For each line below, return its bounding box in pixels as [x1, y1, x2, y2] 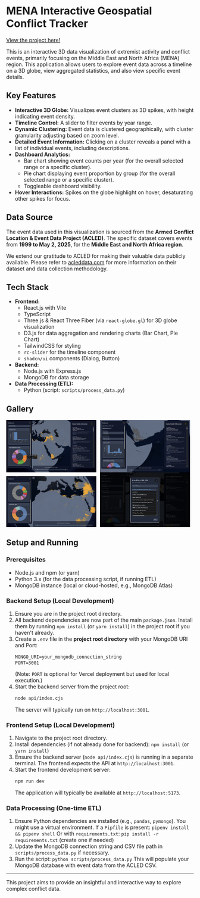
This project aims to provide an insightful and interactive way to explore [6, 879, 182, 886]
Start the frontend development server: [14, 766, 111, 774]
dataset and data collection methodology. [6, 265, 108, 272]
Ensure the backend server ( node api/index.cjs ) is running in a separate [14, 753, 193, 760]
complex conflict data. [6, 885, 61, 893]
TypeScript [23, 311, 51, 318]
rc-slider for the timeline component [23, 348, 116, 356]
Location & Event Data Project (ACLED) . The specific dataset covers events [6, 234, 193, 242]
